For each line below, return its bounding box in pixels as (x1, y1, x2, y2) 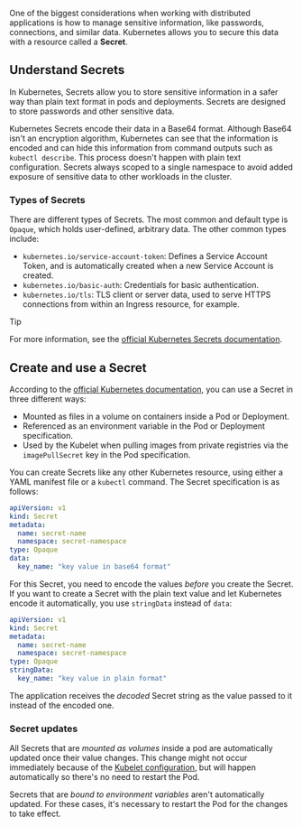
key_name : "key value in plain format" (17, 674, 168, 683)
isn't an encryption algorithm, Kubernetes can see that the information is (9, 133, 279, 144)
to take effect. (9, 808, 61, 820)
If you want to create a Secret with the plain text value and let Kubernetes (9, 588, 282, 599)
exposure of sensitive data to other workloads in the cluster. (9, 171, 233, 181)
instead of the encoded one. (9, 700, 114, 710)
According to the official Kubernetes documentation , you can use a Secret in (9, 384, 294, 394)
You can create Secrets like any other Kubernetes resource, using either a (9, 467, 284, 478)
